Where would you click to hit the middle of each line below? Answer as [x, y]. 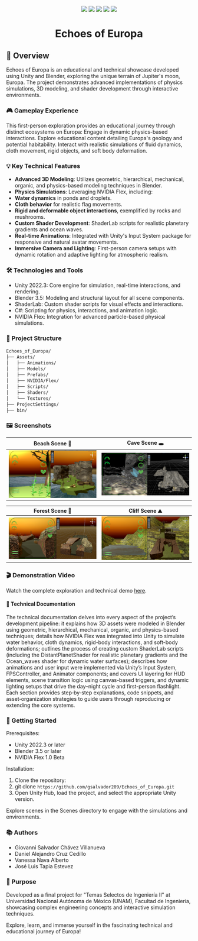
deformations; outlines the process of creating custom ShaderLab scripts [95, 648]
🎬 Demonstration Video [41, 575]
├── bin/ [17, 410]
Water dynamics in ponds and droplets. [63, 198]
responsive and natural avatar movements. [66, 242]
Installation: [20, 769]
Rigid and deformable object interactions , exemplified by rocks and [98, 211]
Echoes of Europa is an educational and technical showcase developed [93, 70]
